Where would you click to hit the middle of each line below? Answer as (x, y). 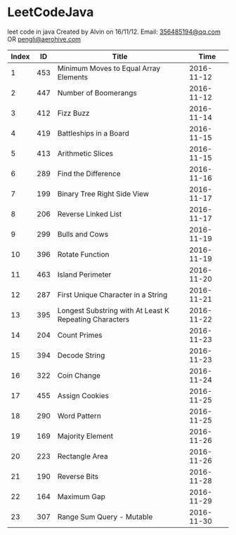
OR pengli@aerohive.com (44, 39)
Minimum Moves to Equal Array (109, 68)
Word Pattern (79, 416)
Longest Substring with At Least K (113, 310)
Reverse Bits (78, 476)
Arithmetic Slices (85, 153)
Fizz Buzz (73, 113)
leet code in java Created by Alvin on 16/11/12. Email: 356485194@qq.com (114, 32)
